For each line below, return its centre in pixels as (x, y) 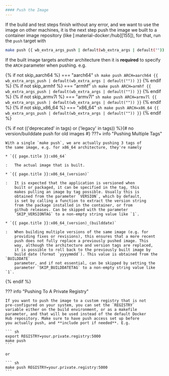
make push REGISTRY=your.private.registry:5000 (57, 367)
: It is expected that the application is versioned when (70, 183)
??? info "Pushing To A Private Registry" (47, 291)
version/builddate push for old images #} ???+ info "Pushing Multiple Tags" (84, 133)
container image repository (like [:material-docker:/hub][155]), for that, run (83, 35)
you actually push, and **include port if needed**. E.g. (68, 323)
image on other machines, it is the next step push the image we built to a (81, 30)
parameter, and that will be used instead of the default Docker (76, 314)
